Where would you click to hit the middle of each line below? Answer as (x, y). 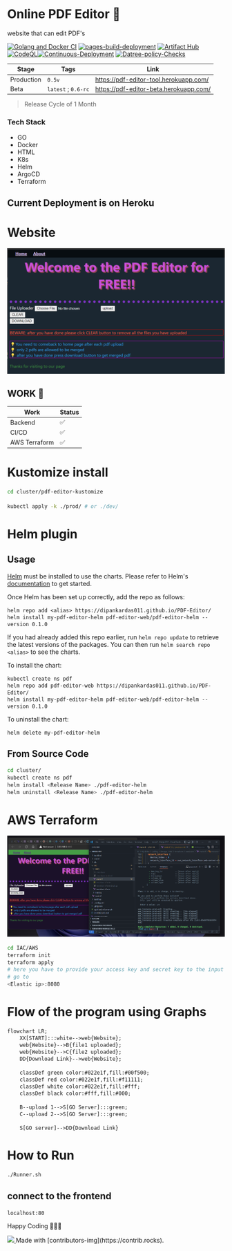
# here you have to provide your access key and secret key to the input (116, 970)
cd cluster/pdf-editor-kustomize (55, 491)
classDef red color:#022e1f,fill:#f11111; (81, 1080)
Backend (23, 422)
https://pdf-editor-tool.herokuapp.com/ (152, 79)
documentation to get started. (49, 583)
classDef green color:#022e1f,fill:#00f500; (85, 1073)
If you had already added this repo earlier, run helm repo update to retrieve (113, 637)
